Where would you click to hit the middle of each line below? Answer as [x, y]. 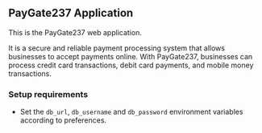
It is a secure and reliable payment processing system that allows [117, 48]
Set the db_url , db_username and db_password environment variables [131, 112]
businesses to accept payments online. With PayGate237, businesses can [131, 56]
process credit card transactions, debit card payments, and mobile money [131, 65]
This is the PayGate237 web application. [75, 32]
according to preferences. [63, 120]
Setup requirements [48, 94]
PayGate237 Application [71, 13]
